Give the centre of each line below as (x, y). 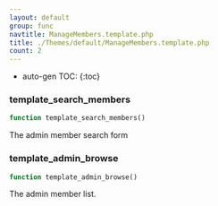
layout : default (39, 17)
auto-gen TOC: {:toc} (61, 76)
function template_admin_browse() (74, 177)
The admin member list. (53, 194)
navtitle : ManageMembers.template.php (81, 34)
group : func (31, 26)
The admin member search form (69, 135)
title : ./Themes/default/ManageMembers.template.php (109, 43)
